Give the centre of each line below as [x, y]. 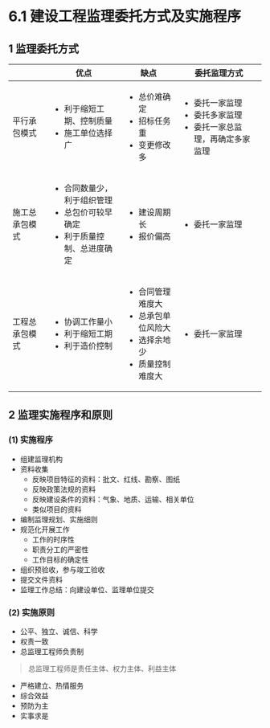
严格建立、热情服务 [52, 685]
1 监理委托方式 [44, 49]
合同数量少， [88, 188]
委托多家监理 [218, 115]
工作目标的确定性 [60, 559]
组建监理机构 [41, 459]
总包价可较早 [88, 212]
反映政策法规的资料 [64, 489]
